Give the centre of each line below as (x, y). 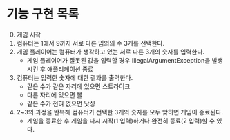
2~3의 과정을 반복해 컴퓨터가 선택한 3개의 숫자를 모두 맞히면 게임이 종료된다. (120, 112)
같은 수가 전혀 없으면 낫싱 (61, 103)
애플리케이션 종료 (70, 69)
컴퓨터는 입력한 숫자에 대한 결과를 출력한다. (75, 77)
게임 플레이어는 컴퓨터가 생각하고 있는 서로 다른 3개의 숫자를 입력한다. (111, 52)
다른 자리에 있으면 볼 (55, 94)
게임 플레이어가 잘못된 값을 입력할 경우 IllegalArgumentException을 (118, 60)
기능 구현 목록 (43, 14)
